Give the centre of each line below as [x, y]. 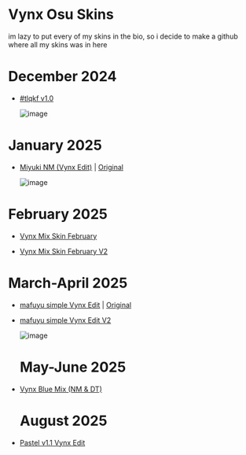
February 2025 [58, 214]
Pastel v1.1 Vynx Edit [52, 442]
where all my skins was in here [58, 44]
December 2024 [62, 77]
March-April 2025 [68, 283]
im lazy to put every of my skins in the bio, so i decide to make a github [123, 36]
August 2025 [63, 421]
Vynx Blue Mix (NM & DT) [61, 389]
